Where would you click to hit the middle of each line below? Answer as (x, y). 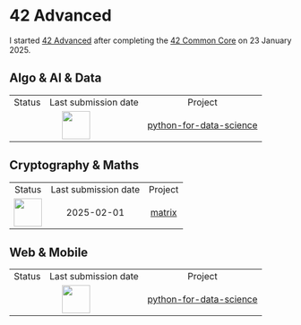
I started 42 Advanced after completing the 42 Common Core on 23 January (150, 40)
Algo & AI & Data (56, 78)
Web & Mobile (49, 252)
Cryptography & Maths (74, 165)
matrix (163, 212)
